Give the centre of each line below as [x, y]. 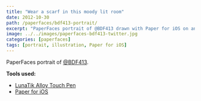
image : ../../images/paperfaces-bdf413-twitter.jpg [72, 34]
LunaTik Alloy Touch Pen [45, 85]
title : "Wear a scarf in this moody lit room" [65, 12]
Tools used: [21, 74]
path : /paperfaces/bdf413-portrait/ [52, 23]
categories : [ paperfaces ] [38, 39]
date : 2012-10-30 [28, 17]
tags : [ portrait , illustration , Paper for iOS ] [67, 45]
